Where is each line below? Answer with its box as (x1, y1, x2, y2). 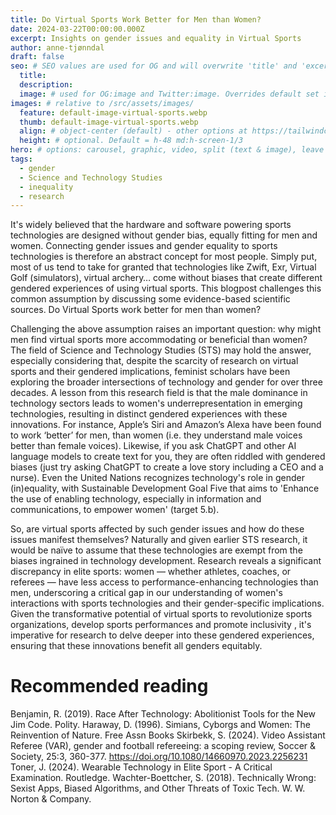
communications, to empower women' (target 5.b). (10, 504, 220, 516)
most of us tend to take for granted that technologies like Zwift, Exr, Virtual (10, 261, 317, 273)
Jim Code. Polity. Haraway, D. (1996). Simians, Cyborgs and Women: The (10, 719, 312, 731)
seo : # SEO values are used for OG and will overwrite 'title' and (10, 61, 298, 71)
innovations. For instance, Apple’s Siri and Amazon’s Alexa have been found (10, 419, 322, 431)
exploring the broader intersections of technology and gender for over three (10, 376, 323, 388)
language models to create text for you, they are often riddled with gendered (10, 451, 326, 463)
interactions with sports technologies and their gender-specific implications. (10, 597, 325, 610)
